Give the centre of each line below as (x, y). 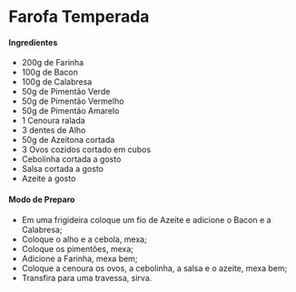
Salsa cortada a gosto (62, 169)
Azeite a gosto (49, 178)
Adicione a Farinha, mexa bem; (79, 258)
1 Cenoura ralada (53, 121)
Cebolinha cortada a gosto (71, 159)
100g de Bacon (50, 72)
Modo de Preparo (42, 199)
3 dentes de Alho (54, 130)
